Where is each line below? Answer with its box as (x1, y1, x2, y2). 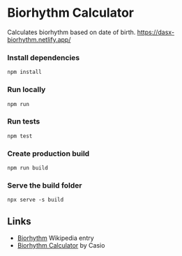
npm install (7, 68, 42, 76)
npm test (7, 133, 33, 140)
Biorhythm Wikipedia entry (17, 234, 94, 242)
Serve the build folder (7, 181, 82, 190)
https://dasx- (137, 28, 175, 36)
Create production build (7, 149, 90, 158)
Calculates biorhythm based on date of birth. (7, 28, 136, 36)
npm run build (7, 165, 49, 172)
